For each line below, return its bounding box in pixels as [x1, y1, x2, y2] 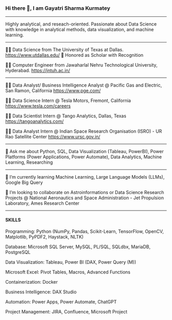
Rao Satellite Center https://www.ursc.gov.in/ [5, 134, 101, 140]
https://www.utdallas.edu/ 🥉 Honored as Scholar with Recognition [5, 52, 144, 58]
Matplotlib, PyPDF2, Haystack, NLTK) [5, 233, 84, 240]
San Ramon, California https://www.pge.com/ [5, 88, 101, 94]
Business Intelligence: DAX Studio [5, 289, 77, 295]
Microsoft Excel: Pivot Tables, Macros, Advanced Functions [5, 269, 131, 275]
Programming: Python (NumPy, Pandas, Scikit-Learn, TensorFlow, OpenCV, [5, 228, 164, 234]
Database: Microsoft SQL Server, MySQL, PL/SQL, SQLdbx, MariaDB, [5, 243, 151, 250]
